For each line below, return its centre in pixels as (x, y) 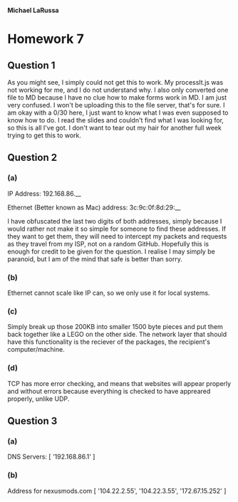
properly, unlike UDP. (38, 399)
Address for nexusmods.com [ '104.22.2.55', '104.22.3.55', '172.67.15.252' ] (117, 491)
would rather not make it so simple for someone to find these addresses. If (117, 229)
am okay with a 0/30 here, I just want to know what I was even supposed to (118, 113)
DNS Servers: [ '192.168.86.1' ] (51, 457)
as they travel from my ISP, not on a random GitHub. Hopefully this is (108, 244)
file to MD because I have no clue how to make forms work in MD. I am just (117, 98)
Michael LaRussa (33, 10)
